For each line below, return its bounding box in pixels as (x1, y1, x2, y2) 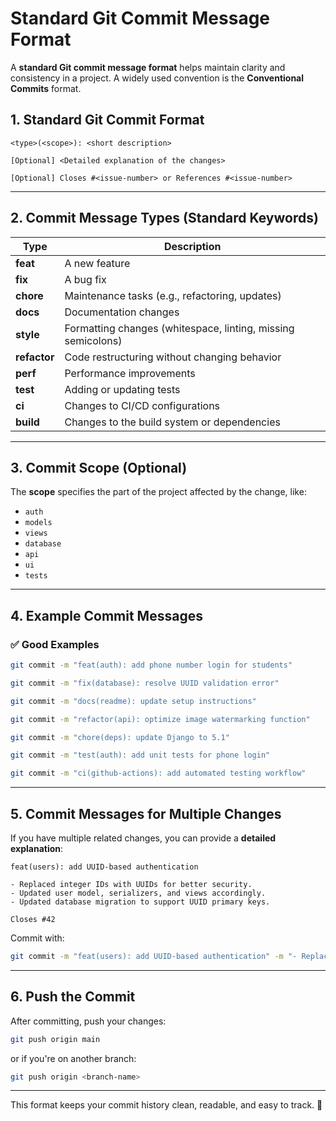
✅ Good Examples (10, 637, 100, 651)
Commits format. (10, 82, 82, 94)
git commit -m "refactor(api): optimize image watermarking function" (10, 714, 311, 724)
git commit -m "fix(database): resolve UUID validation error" (10, 678, 280, 688)
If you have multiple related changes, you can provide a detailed (10, 832, 277, 844)
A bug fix (64, 272, 107, 286)
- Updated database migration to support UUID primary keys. (10, 897, 271, 907)
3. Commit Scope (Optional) (10, 459, 188, 476)
